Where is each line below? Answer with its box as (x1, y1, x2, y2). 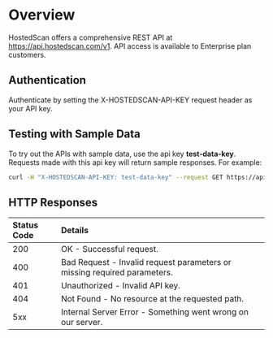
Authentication (8, 73, 87, 87)
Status (12, 219, 39, 231)
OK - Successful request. (60, 244, 158, 255)
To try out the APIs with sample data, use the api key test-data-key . (8, 149, 236, 158)
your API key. (8, 103, 53, 113)
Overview (8, 6, 76, 24)
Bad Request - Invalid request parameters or (60, 257, 232, 268)
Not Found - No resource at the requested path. (60, 293, 245, 305)
